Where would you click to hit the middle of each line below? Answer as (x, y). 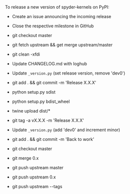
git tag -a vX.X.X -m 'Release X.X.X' (48, 120)
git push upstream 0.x (34, 177)
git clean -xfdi (26, 54)
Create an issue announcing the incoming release (62, 16)
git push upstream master (38, 167)
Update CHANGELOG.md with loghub (49, 64)
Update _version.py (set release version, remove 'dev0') (69, 73)
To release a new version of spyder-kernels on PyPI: (57, 7)
